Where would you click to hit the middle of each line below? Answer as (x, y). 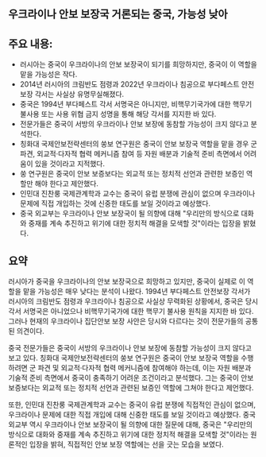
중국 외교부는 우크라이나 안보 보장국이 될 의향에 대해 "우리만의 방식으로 (129, 214)
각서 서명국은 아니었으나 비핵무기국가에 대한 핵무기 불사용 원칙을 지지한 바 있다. (131, 312)
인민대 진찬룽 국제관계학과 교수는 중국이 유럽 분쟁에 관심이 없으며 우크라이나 (137, 194)
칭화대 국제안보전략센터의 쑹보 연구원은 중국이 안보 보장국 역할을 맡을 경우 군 (139, 144)
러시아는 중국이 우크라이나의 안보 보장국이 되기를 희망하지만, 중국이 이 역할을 (139, 64)
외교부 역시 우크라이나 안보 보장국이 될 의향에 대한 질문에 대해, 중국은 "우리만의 (130, 424)
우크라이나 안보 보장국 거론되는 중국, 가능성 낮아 (118, 14)
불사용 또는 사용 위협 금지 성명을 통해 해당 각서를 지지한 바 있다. (118, 114)
